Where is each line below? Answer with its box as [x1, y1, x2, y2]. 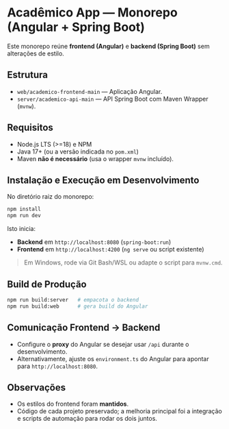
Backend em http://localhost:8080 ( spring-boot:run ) [16, 238, 172, 246]
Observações [7, 382, 66, 393]
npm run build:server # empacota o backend [7, 296, 139, 303]
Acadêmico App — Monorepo [7, 5, 178, 21]
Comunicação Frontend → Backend [7, 322, 161, 334]
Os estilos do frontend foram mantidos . [16, 400, 129, 408]
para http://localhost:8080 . [16, 362, 98, 370]
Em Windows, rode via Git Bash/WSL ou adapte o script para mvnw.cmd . [23, 258, 223, 267]
